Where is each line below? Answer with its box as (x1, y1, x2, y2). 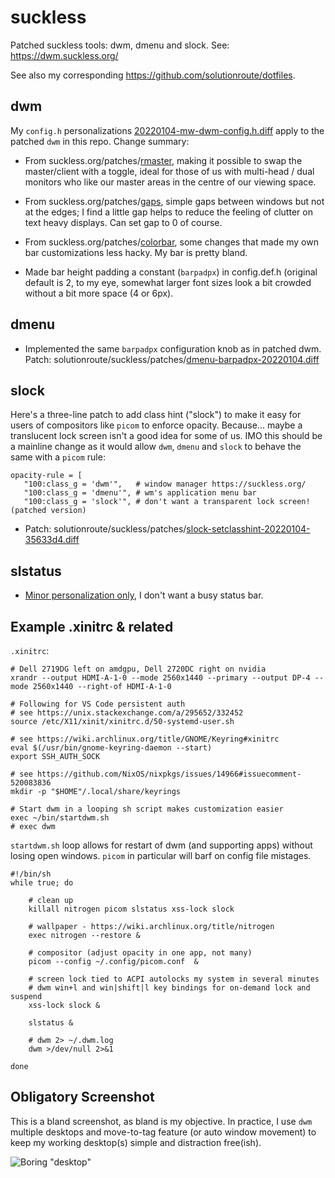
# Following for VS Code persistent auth (10, 699, 186, 709)
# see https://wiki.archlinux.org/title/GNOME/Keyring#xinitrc (10, 734, 280, 744)
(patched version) (10, 506, 87, 516)
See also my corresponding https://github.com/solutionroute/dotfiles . (10, 69, 296, 81)
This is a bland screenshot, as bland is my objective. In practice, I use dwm (10, 1115, 313, 1127)
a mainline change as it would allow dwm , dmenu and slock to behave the (10, 441, 302, 453)
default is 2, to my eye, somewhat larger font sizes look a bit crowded (24, 276, 312, 288)
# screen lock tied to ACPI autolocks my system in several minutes (28, 974, 320, 984)
